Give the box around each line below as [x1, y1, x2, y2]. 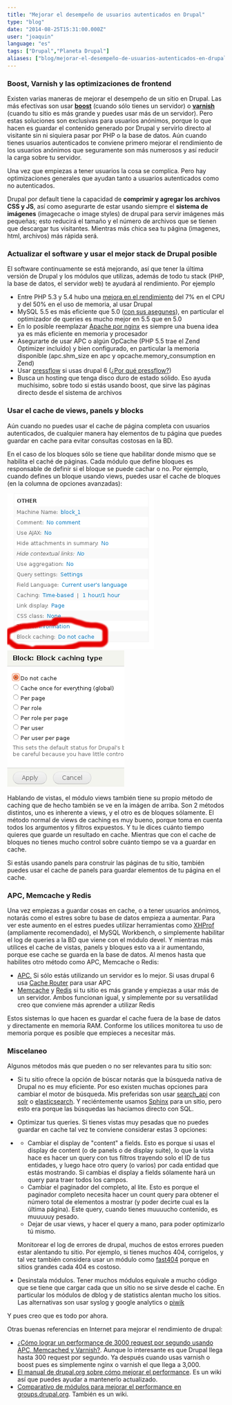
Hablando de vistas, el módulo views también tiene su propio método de [7, 793, 213, 802]
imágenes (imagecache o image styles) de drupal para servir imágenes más [7, 210, 224, 218]
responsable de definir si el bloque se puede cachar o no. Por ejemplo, [7, 464, 209, 472]
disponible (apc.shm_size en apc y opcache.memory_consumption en [17, 352, 216, 360]
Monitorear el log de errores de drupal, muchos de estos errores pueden [17, 1241, 224, 1249]
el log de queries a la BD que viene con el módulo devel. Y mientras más [7, 936, 213, 944]
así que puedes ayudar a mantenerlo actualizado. [17, 1375, 158, 1384]
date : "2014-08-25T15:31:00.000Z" [7, 26, 107, 33]
